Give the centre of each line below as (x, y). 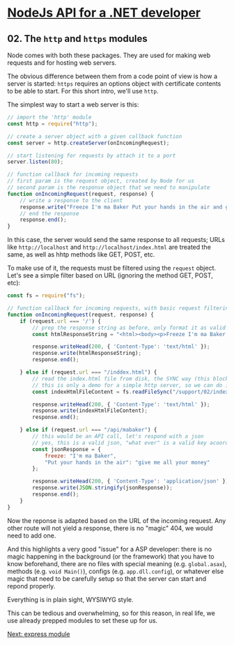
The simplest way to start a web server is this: (73, 105)
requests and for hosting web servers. (62, 63)
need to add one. (32, 536)
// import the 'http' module (49, 117)
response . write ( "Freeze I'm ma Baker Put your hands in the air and (121, 207)
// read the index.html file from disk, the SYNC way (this (121, 379)
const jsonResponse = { (67, 449)
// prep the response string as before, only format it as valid (129, 328)
